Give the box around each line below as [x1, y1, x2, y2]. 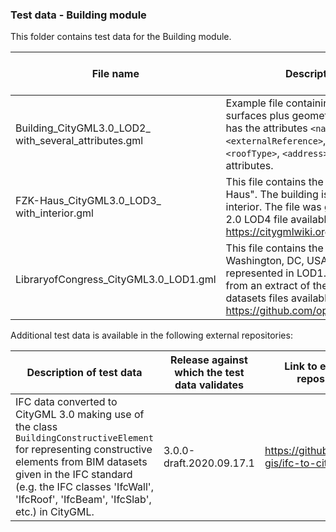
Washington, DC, [225, 254, 305, 268]
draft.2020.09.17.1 [163, 456, 255, 470]
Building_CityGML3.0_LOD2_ [15, 121, 151, 135]
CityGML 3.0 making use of [15, 408, 145, 422]
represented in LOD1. [225, 266, 327, 280]
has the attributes [225, 121, 308, 135]
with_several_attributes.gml [15, 134, 144, 148]
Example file [225, 96, 284, 110]
